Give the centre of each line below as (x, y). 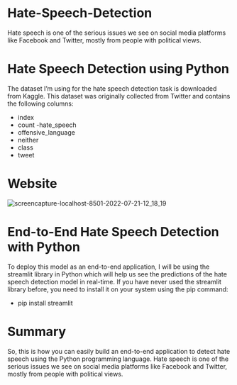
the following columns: (40, 104)
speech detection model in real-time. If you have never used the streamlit (115, 281)
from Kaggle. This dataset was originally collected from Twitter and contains (119, 96)
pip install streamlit (45, 303)
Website (32, 184)
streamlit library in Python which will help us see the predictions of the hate (117, 274)
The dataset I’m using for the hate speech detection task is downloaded (112, 88)
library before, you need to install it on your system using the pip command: (118, 289)
